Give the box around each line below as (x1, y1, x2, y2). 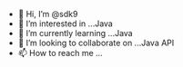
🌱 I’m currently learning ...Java (17, 28, 134, 38)
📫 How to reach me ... (17, 48, 103, 58)
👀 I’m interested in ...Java (17, 18, 114, 29)
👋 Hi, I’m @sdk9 (17, 9, 78, 19)
